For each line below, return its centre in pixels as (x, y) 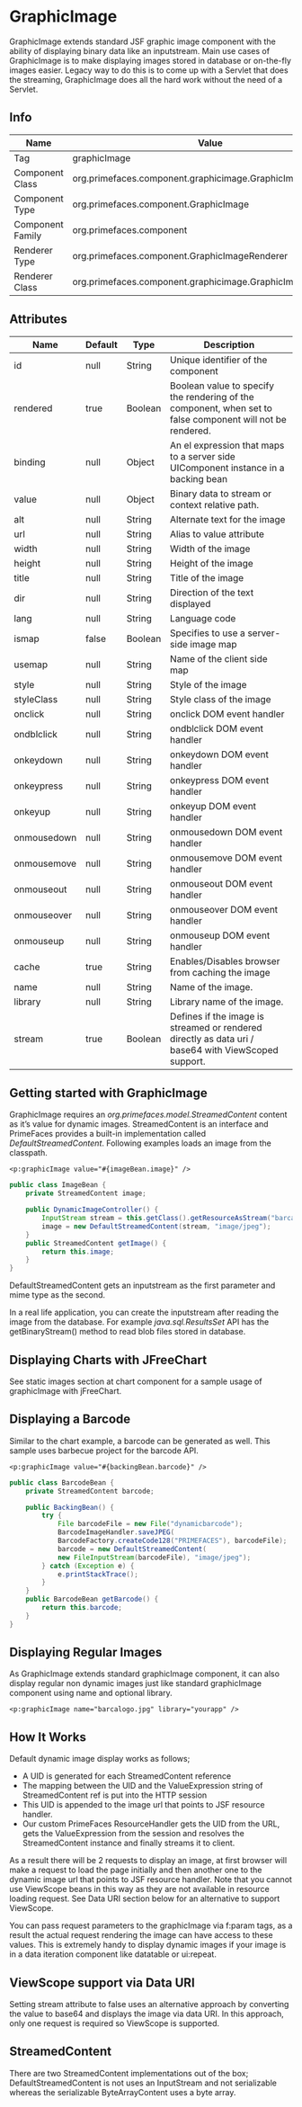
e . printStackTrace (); (98, 1574)
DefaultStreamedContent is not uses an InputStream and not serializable (143, 2083)
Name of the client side (218, 658)
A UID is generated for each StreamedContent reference (127, 1776)
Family (28, 236)
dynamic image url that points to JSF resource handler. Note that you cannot (151, 1879)
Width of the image (210, 549)
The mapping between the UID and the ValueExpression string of (142, 1786)
